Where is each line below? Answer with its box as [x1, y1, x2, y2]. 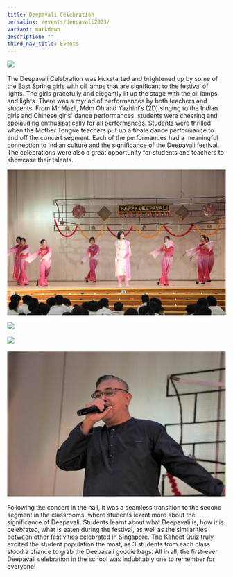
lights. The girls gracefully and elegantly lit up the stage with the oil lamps [7, 89, 218, 98]
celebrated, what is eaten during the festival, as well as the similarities [7, 526, 207, 534]
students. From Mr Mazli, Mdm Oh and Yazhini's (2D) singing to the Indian [7, 104, 218, 112]
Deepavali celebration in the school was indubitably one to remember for [7, 555, 215, 563]
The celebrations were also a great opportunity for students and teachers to [7, 148, 224, 157]
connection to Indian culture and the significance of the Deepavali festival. [7, 141, 220, 149]
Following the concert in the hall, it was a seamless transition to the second [7, 503, 222, 512]
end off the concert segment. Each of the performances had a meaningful [7, 134, 218, 142]
